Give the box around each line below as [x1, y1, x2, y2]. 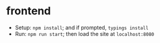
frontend [6, 4, 51, 18]
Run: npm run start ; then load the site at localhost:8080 [14, 30, 155, 37]
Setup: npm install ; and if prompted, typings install [14, 24, 149, 31]
